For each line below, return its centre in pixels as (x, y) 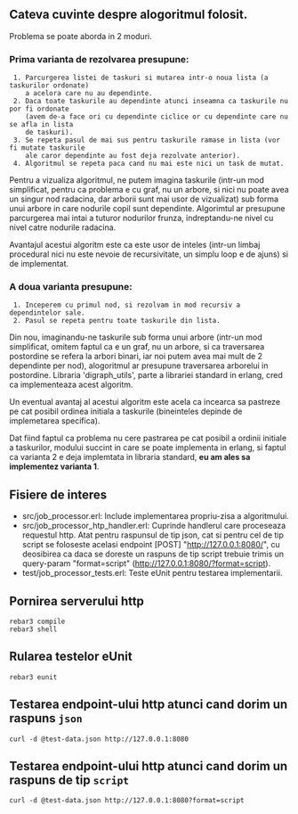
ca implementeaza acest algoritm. (71, 385)
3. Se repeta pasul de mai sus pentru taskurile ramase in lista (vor (146, 140)
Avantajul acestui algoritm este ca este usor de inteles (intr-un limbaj (135, 245)
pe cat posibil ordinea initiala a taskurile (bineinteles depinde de (126, 411)
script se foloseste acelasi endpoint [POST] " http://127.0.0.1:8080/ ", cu (151, 545)
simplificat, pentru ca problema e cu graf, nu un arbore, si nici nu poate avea (149, 190)
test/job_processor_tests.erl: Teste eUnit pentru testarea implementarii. (152, 573)
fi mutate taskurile (48, 148)
